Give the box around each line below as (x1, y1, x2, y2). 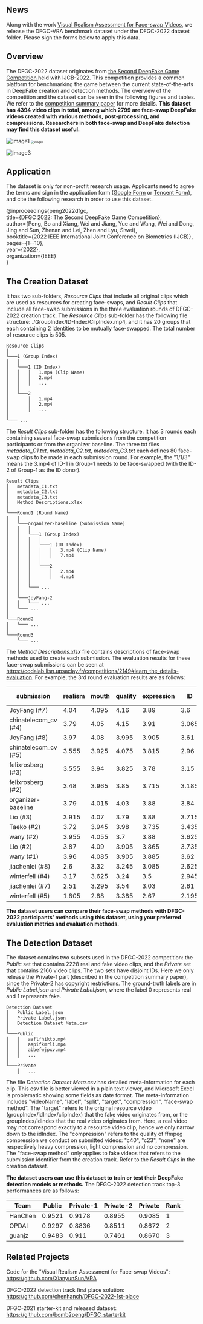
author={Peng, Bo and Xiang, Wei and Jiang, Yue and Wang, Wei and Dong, (6, 220, 195, 227)
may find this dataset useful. (6, 126, 80, 133)
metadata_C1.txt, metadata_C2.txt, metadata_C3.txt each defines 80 (6, 447, 177, 454)
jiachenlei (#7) (9, 882, 51, 890)
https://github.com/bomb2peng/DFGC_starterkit (6, 1311, 126, 1318)
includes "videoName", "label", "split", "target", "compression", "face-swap (6, 1098, 193, 1106)
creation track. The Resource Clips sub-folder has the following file (21, 312, 188, 319)
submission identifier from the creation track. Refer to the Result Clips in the (6, 1156, 195, 1163)
